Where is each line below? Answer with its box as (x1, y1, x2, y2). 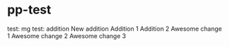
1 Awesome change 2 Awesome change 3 (7, 31, 126, 40)
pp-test (7, 2, 51, 18)
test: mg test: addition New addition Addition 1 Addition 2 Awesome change (7, 25, 222, 33)
